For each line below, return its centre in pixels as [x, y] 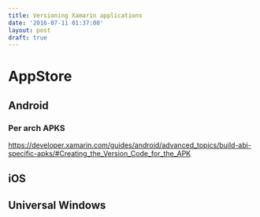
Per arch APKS [37, 128]
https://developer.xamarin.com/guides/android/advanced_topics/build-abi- [130, 145]
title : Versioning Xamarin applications [76, 15]
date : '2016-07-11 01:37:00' [56, 23]
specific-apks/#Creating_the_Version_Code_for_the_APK [100, 154]
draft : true [28, 37]
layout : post [30, 30]
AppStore [40, 77]
